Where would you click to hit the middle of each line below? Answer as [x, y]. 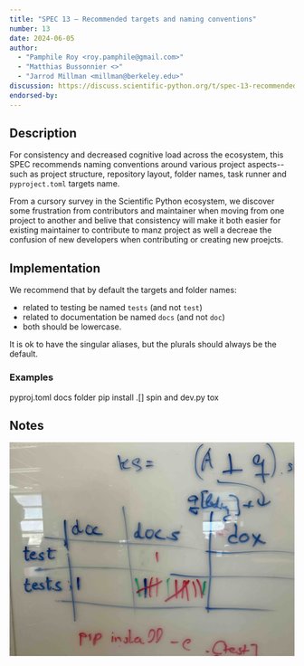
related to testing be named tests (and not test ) [113, 308]
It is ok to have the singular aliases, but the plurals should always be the [143, 345]
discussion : [32, 86]
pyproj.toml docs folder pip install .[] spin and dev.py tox [114, 397]
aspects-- [266, 165]
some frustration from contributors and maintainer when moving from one [147, 211]
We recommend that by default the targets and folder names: [123, 290]
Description [43, 133]
